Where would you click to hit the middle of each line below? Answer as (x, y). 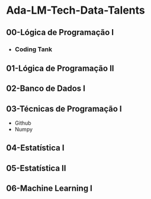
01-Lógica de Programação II (60, 68)
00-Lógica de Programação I (60, 32)
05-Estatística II (36, 168)
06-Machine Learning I (49, 189)
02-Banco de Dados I (46, 89)
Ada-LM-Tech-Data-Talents (75, 10)
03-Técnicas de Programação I (64, 108)
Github (23, 123)
